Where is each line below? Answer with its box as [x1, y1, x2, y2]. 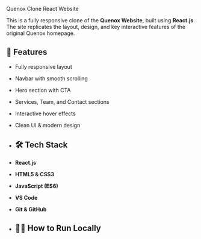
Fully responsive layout [14, 63, 72, 70]
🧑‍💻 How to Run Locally [14, 223, 101, 234]
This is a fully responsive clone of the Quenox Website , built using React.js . [6, 17, 196, 24]
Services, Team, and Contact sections [14, 98, 110, 105]
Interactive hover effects [14, 110, 76, 117]
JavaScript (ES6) [14, 182, 58, 190]
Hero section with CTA [14, 86, 71, 94]
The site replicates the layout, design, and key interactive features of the [6, 24, 186, 30]
